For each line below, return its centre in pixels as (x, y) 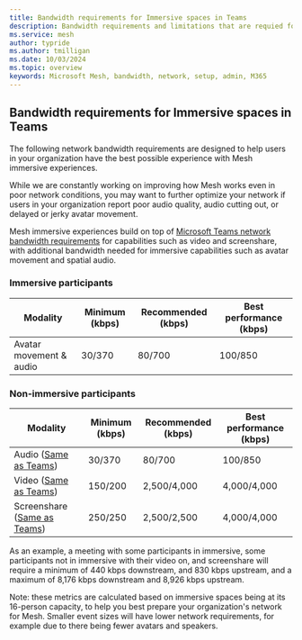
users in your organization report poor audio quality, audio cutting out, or (144, 204)
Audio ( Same (41, 455)
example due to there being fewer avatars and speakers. (114, 626)
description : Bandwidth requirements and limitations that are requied (146, 26)
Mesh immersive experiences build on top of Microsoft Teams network (140, 231)
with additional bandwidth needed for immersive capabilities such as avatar (149, 250)
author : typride (40, 43)
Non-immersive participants (73, 393)
